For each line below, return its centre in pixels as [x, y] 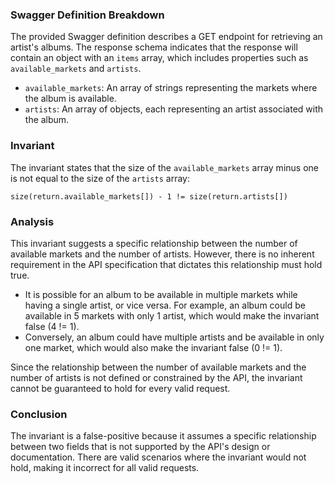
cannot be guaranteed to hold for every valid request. [120, 388]
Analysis [32, 221]
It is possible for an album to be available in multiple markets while [161, 294]
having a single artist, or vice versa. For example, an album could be [165, 305]
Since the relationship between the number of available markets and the [158, 367]
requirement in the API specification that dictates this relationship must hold [166, 264]
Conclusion [39, 414]
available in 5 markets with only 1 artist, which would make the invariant [172, 315]
